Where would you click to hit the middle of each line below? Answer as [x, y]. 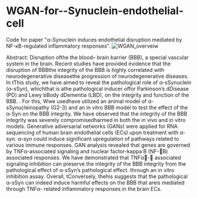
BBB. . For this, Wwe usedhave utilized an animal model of [76, 101]
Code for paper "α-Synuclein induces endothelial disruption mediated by [94, 39]
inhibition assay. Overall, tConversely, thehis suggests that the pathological [97, 176]
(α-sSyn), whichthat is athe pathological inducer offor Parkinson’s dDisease [98, 88]
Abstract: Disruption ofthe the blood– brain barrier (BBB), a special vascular [98, 57]
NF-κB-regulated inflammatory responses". [58, 46]
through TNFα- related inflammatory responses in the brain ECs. [84, 189]
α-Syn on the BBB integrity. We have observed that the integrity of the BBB [97, 114]
